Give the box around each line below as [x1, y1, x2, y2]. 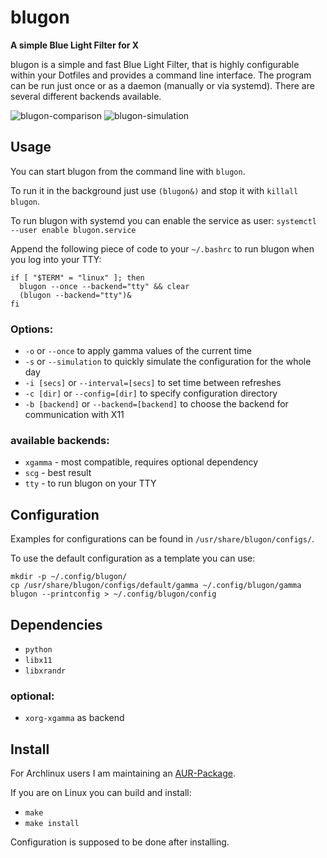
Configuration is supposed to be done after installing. [10, 836, 230, 848]
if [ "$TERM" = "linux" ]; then [10, 272, 145, 283]
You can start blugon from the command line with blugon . [10, 165, 246, 177]
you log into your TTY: [10, 253, 102, 265]
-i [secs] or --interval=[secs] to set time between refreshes [24, 377, 282, 389]
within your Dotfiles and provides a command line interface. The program [10, 69, 312, 81]
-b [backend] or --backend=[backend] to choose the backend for [24, 398, 289, 410]
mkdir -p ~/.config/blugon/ [10, 572, 128, 582]
